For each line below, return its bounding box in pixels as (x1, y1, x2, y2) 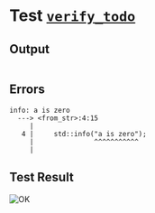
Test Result (9, 170, 74, 185)
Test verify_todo (9, 5, 136, 26)
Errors (9, 82, 45, 97)
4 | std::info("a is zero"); (21, 129, 147, 138)
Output (9, 42, 50, 57)
